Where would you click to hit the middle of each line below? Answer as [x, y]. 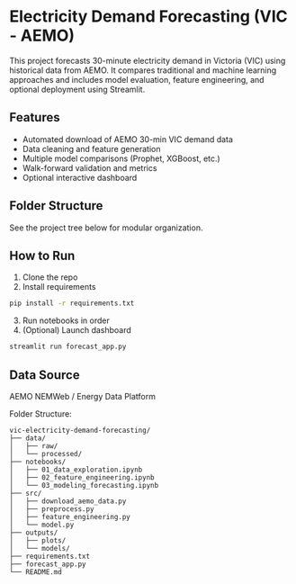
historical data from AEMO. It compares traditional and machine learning [143, 70]
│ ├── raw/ [34, 446]
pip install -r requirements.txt [72, 303]
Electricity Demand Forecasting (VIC [148, 17]
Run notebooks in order [66, 320]
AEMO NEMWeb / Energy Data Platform [82, 396]
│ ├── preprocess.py [52, 509]
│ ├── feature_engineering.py [70, 517]
